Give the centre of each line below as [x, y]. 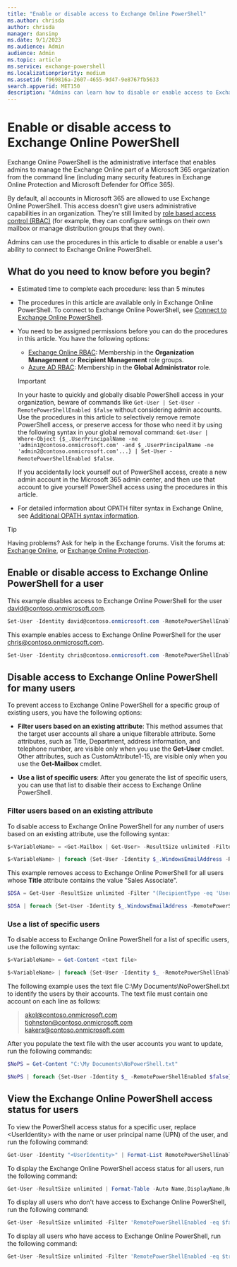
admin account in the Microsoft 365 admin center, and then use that [116, 479]
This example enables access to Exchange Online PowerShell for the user [114, 635]
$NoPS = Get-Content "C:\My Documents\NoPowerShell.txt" [93, 1064]
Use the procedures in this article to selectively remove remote [109, 417]
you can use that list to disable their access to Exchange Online [110, 785]
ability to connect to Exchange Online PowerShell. [80, 250]
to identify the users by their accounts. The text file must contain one [108, 994]
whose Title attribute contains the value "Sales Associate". [92, 881]
